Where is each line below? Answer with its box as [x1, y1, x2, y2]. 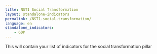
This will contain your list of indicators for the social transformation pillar [5, 44, 152, 49]
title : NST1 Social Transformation [5, 7, 78, 12]
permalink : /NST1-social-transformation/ [5, 16, 92, 21]
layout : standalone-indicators [5, 12, 70, 17]
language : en [5, 21, 32, 26]
